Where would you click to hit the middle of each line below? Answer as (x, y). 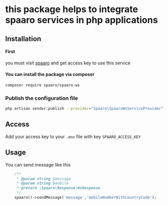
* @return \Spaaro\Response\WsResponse (58, 188)
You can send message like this (38, 165)
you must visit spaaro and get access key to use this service (68, 63)
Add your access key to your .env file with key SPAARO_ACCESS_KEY (73, 136)
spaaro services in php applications (81, 20)
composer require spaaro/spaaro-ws (43, 85)
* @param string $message (44, 179)
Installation (23, 39)
